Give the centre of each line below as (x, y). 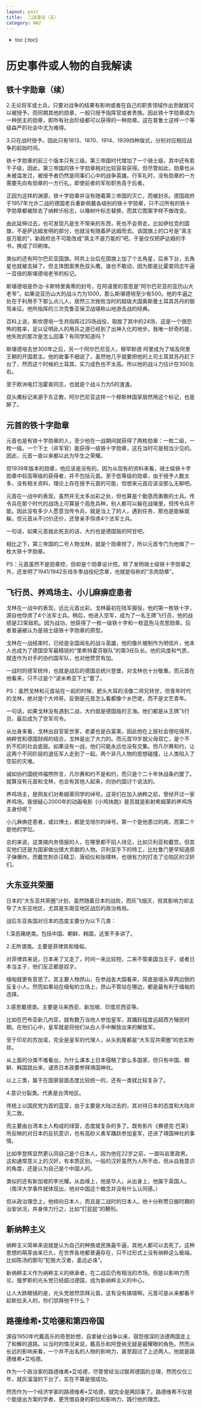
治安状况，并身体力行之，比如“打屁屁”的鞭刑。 (64, 1209)
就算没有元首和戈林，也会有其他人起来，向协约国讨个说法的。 (82, 781)
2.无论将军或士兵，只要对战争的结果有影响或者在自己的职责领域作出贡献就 (98, 105)
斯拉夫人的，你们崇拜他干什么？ (51, 1300)
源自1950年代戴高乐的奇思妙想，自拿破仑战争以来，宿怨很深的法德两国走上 (99, 1336)
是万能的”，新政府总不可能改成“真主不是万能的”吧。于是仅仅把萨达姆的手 (96, 238)
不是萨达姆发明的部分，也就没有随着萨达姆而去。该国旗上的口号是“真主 (104, 231)
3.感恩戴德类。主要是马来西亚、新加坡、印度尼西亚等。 (74, 1006)
